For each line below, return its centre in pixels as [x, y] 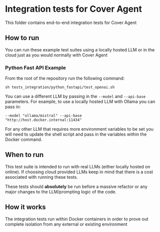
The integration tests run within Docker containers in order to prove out [77, 219]
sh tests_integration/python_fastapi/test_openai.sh [60, 87]
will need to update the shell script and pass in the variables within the [76, 134]
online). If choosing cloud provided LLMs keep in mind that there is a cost [79, 172]
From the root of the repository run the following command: [65, 78]
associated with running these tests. [42, 177]
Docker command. [24, 139]
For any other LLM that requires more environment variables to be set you [80, 129]
